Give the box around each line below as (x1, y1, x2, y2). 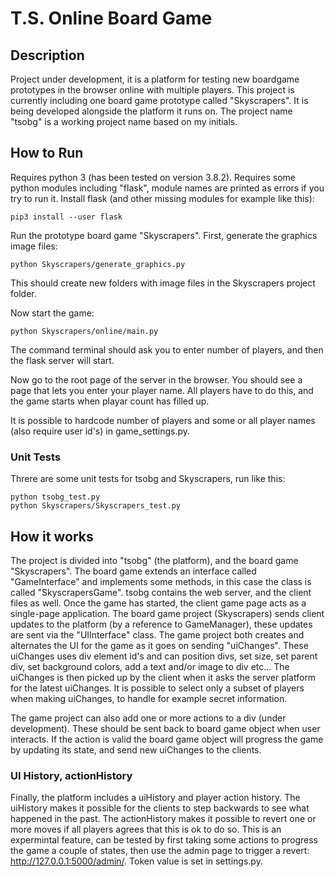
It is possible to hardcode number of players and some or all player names (10, 414, 316, 426)
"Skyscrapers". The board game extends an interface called (10, 565, 257, 577)
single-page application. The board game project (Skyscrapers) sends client (10, 607, 325, 619)
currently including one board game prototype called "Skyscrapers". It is (10, 95, 309, 106)
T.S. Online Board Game (10, 7, 213, 30)
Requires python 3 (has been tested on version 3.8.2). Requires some (10, 171, 296, 183)
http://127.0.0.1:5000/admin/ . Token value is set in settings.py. (10, 855, 263, 867)
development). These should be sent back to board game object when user (10, 722, 321, 734)
